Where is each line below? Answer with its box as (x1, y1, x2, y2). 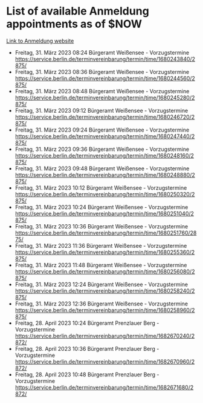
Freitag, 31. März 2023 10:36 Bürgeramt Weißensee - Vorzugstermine (14, 222, 188, 230)
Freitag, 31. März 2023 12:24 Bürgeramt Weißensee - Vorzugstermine (14, 281, 188, 288)
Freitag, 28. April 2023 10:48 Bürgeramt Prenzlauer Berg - (14, 371, 159, 378)
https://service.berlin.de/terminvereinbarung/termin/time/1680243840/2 (14, 55, 195, 62)
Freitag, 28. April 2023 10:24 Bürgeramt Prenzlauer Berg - (14, 319, 159, 327)
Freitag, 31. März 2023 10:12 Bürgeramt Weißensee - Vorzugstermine (14, 184, 187, 192)
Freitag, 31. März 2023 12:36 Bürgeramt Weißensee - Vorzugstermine (14, 300, 188, 307)
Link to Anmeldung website (6, 37, 74, 44)
